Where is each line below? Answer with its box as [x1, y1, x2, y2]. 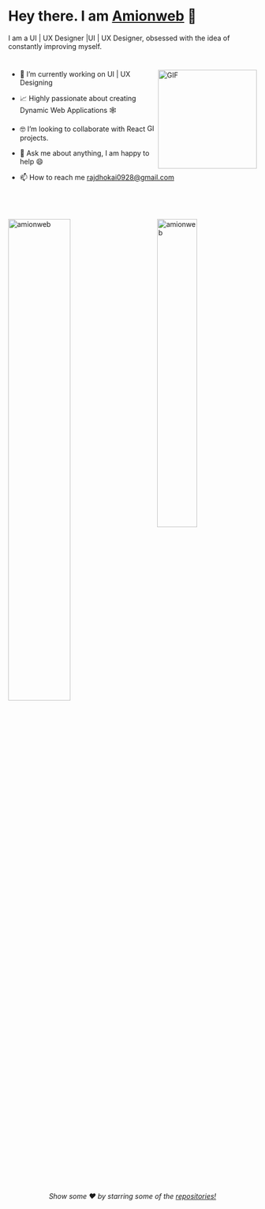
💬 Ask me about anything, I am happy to [19, 149, 150, 158]
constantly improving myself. [8, 41, 103, 51]
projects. [19, 134, 49, 143]
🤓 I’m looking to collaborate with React [19, 124, 146, 134]
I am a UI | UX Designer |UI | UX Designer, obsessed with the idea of [8, 33, 230, 43]
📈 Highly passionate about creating [19, 94, 136, 104]
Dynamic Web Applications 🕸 [19, 106, 117, 115]
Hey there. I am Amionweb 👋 [8, 7, 197, 25]
